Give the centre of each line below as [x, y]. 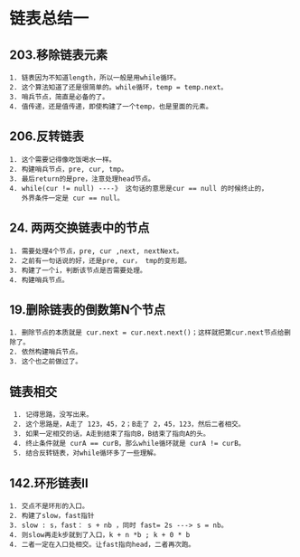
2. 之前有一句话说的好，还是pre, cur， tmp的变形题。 [100, 260]
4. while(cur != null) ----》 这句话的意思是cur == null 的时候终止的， [139, 188]
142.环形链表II [49, 483]
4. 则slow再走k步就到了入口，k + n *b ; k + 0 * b [100, 535]
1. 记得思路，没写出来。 [53, 415]
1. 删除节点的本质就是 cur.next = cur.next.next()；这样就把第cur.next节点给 [147, 333]
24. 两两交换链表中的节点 [80, 228]
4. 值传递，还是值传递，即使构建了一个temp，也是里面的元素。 [111, 107]
